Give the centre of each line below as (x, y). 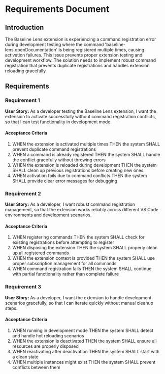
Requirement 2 (23, 193)
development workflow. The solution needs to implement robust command (81, 60)
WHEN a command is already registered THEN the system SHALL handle (86, 154)
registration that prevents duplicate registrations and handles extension (77, 66)
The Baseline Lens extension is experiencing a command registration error (81, 39)
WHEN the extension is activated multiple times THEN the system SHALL (86, 144)
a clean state (25, 357)
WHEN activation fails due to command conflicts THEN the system (80, 175)
